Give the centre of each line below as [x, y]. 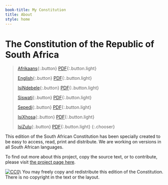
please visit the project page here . [41, 162]
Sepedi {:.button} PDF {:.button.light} [54, 107]
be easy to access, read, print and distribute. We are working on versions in [83, 142]
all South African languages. [34, 147]
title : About [19, 15]
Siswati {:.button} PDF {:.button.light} [54, 98]
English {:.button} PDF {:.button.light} [55, 78]
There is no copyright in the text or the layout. [52, 177]
